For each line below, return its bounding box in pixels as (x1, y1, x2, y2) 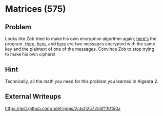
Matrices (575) (5, 3, 66, 15)
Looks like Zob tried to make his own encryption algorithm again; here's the (5, 36, 157, 41)
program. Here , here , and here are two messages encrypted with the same (5, 41, 155, 47)
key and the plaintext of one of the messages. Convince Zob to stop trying (5, 46, 155, 52)
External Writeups (5, 93, 61, 101)
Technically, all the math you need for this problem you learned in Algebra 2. (5, 78, 159, 84)
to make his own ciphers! (5, 51, 56, 57)
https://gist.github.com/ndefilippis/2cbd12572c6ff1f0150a (5, 105, 121, 111)
